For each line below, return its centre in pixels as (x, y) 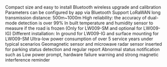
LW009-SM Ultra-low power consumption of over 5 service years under (79, 39)
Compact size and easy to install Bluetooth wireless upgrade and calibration (83, 7)
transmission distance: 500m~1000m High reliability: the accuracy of (76, 18)
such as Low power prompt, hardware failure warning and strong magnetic (82, 55)
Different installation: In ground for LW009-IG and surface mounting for (85, 33)
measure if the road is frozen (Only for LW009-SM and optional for (74, 28)
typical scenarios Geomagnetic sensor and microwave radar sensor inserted (83, 44)
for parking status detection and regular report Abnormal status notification (83, 49)
